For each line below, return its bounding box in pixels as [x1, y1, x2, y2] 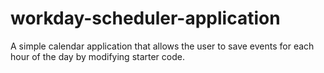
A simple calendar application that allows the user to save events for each [10, 40, 315, 52]
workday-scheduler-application [10, 7, 281, 30]
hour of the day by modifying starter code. [10, 50, 185, 62]
